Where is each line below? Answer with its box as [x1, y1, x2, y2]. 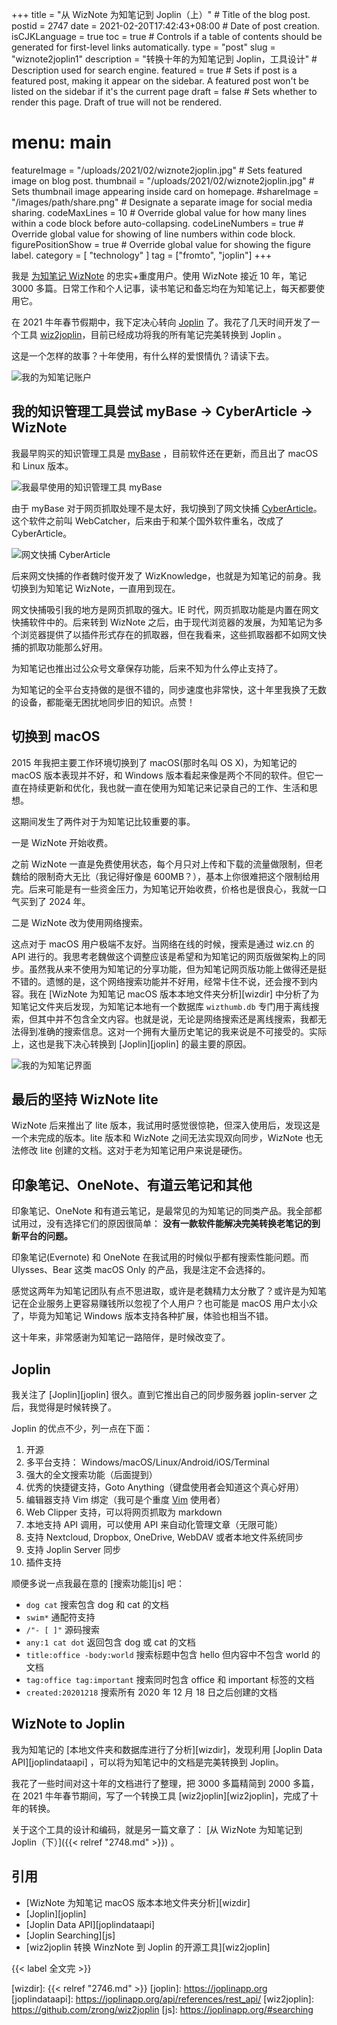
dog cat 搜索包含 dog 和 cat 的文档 [25, 1599, 169, 1610]
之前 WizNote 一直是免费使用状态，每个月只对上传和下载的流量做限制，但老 [11, 858, 324, 870]
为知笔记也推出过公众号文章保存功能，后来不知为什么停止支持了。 [11, 662, 283, 674]
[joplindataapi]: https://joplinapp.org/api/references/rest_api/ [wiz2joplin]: [11, 1993, 315, 2005]
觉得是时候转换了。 [37, 1401, 117, 1413]
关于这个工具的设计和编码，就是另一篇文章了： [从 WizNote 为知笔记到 [11, 1823, 303, 1835]
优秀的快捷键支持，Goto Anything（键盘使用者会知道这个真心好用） [25, 1481, 305, 1493]
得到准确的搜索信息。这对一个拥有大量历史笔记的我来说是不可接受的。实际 [19, 1025, 327, 1037]
